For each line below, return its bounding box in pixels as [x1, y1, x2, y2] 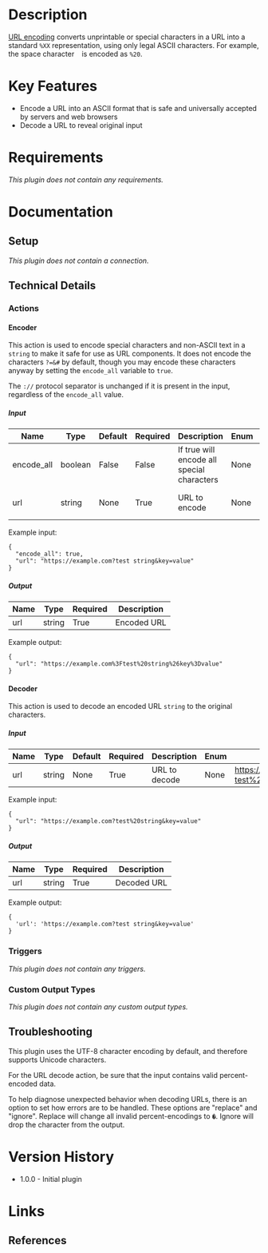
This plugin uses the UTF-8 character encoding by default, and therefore [8, 1046, 248, 1056]
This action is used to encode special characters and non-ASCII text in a [8, 340, 246, 350]
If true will [178, 444, 215, 455]
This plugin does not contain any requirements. [8, 174, 164, 185]
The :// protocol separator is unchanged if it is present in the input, [8, 381, 231, 391]
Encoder [8, 322, 37, 332]
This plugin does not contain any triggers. [8, 964, 146, 973]
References [8, 1234, 67, 1247]
